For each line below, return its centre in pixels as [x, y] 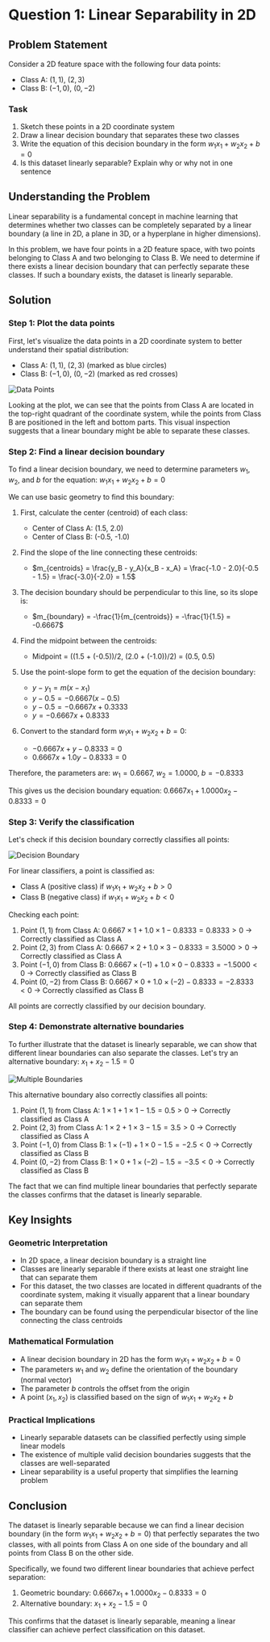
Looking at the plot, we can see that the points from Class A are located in [131, 404]
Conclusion [38, 1506]
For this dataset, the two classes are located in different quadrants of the [141, 1286]
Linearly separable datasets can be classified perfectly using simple [133, 1438]
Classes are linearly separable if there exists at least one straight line [134, 1269]
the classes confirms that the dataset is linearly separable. [106, 1194]
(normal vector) [46, 1380]
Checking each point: [44, 915]
